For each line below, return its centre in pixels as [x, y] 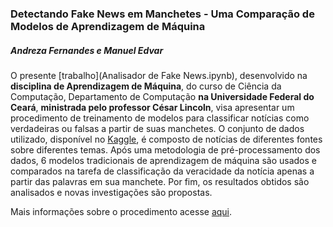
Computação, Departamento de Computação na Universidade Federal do [162, 96]
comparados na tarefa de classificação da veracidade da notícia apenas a [162, 171]
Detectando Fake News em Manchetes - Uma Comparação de [162, 14]
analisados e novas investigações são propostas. [111, 192]
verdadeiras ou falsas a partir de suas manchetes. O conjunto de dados [157, 128]
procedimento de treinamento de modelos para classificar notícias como [160, 118]
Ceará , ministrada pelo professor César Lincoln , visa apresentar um [152, 107]
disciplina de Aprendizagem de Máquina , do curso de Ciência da [146, 86]
